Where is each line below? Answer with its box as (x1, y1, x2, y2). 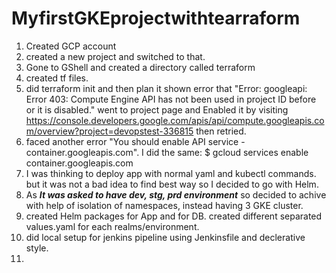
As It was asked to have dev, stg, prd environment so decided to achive (25, 188, 327, 201)
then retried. (195, 125, 247, 137)
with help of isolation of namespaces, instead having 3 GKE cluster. (25, 199, 304, 211)
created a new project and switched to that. (25, 50, 206, 62)
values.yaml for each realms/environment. (25, 220, 200, 232)
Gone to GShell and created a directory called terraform (25, 61, 256, 73)
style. (25, 242, 49, 254)
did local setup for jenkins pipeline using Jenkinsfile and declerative (25, 231, 306, 243)
